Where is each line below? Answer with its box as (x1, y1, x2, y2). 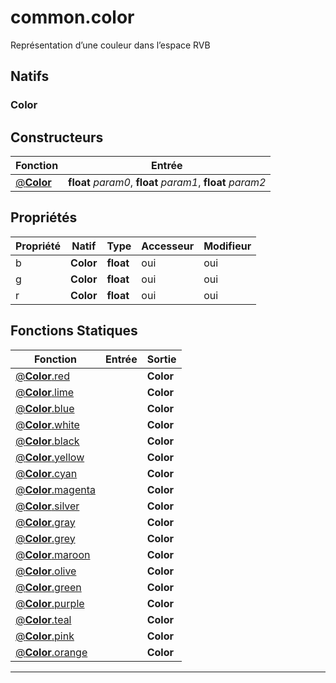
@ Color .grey (15, 531, 76, 545)
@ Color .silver (15, 499, 80, 513)
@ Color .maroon (15, 547, 91, 561)
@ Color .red (15, 369, 70, 383)
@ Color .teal (15, 612, 72, 626)
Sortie (146, 352, 177, 366)
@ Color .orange (15, 645, 88, 659)
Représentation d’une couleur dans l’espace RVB (10, 39, 211, 51)
